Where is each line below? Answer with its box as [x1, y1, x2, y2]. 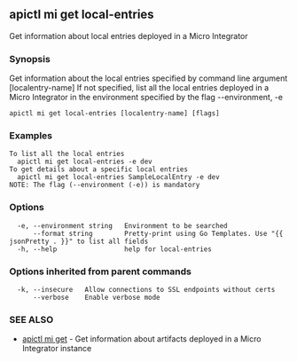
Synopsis [9, 52, 51, 65]
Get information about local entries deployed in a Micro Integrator [9, 30, 248, 41]
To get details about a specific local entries [9, 165, 189, 174]
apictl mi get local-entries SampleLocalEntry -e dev [17, 173, 220, 182]
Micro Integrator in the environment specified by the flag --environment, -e [9, 92, 284, 103]
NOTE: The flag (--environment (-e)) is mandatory [9, 181, 200, 190]
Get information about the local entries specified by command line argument [9, 73, 288, 83]
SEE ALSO [9, 313, 54, 326]
